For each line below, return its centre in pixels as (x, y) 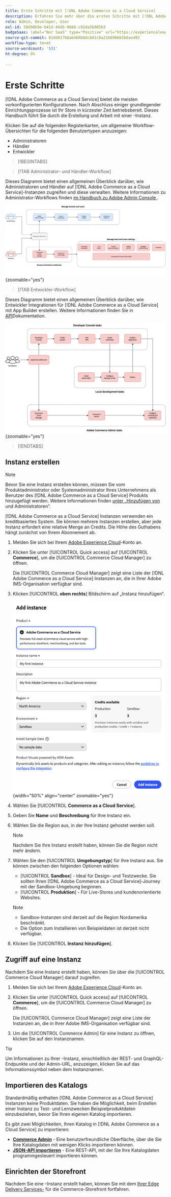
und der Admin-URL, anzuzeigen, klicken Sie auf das (84, 1064)
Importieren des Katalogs (46, 1085)
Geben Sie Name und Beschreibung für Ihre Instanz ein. (72, 816)
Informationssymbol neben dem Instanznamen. (55, 1069)
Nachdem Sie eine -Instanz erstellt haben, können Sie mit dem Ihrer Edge (82, 1184)
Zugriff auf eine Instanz (43, 960)
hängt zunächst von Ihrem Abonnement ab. (51, 532)
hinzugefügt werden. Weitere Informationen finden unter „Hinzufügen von (83, 500)
